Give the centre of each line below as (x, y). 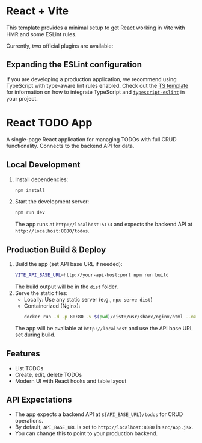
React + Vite (38, 11)
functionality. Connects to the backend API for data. (70, 146)
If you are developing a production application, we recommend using (91, 79)
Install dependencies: (41, 179)
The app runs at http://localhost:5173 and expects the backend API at (104, 225)
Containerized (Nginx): (52, 306)
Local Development (43, 165)
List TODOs (29, 368)
